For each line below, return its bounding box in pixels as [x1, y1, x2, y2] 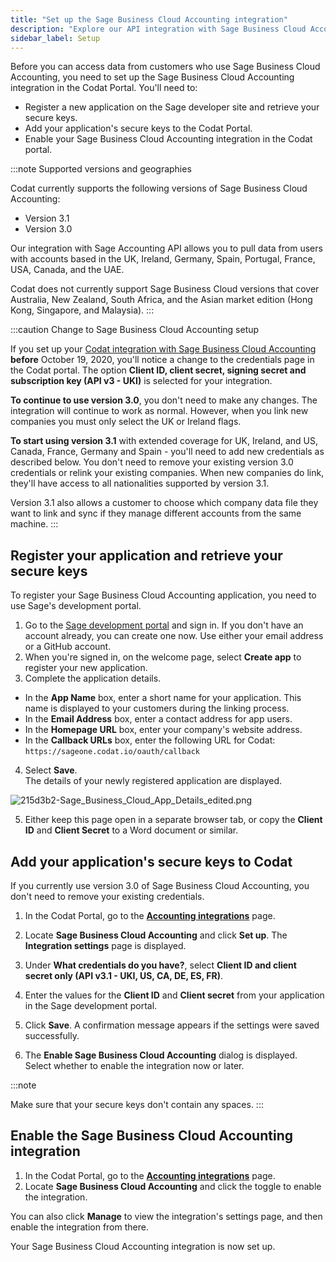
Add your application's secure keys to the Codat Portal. [24, 122, 253, 135]
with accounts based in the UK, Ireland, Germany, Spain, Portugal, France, [10, 253, 316, 265]
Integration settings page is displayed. [24, 940, 187, 951]
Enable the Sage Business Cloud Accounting [10, 1127, 293, 1145]
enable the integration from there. [10, 1221, 149, 1233]
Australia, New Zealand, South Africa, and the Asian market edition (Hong [10, 294, 313, 306]
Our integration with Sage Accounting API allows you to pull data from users [10, 242, 323, 255]
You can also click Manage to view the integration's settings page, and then [10, 1210, 323, 1222]
